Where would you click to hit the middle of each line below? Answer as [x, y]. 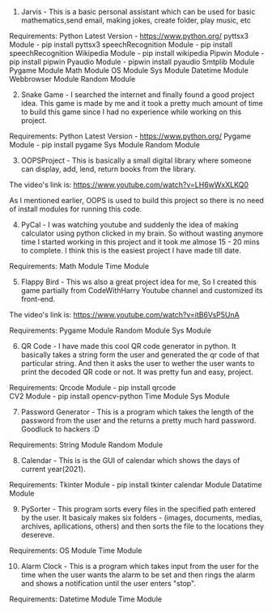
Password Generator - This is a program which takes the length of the [137, 412]
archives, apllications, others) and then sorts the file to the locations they [142, 526]
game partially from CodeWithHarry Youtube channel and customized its [142, 290]
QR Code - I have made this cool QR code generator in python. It [129, 346]
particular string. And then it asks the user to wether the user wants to [138, 363]
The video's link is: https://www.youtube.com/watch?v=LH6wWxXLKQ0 [129, 185]
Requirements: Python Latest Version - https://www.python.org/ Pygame [130, 136]
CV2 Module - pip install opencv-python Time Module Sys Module [119, 396]
